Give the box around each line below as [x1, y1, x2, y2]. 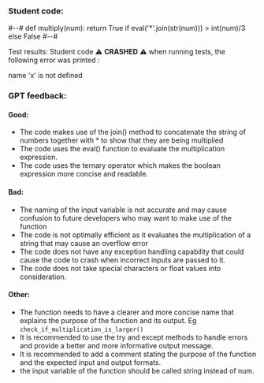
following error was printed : [8, 55, 100, 65]
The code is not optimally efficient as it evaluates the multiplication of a [19, 230, 251, 240]
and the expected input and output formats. [19, 357, 162, 367]
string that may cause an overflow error [19, 238, 148, 247]
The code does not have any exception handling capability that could [19, 247, 244, 256]
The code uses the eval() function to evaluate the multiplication [19, 144, 225, 154]
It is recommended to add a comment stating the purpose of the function [19, 349, 257, 359]
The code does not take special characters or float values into [19, 263, 221, 273]
